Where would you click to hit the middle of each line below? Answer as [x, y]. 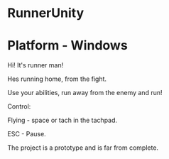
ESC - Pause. [27, 134]
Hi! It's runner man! [36, 65]
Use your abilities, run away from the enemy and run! [85, 93]
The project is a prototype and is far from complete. [83, 148]
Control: [19, 106]
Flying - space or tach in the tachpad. [62, 120]
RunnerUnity [46, 13]
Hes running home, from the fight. [57, 79]
